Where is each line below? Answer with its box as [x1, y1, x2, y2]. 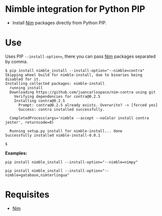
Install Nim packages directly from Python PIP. [12, 20, 107, 26]
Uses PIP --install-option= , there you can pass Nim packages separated [5, 53, 156, 59]
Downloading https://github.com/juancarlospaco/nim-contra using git [9, 90, 156, 95]
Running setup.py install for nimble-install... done [9, 128, 122, 134]
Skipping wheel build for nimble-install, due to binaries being [5, 72, 142, 77]
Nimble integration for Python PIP [5, 3, 146, 15]
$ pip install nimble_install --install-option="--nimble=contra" [5, 68, 145, 73]
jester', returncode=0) [5, 120, 54, 125]
